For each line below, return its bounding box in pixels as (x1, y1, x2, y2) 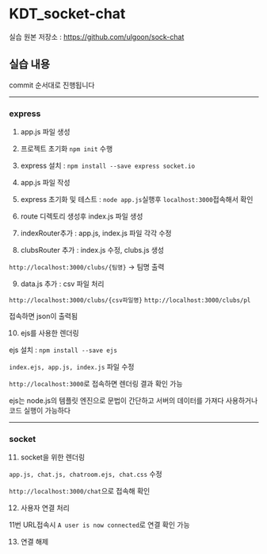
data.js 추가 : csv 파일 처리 (20, 279, 105, 289)
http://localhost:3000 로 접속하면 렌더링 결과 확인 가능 (9, 379, 183, 389)
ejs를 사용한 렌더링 (20, 328, 79, 338)
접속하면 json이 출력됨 (9, 312, 78, 321)
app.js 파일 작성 (20, 178, 71, 188)
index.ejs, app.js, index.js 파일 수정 (9, 362, 135, 372)
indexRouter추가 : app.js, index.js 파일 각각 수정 (20, 228, 172, 238)
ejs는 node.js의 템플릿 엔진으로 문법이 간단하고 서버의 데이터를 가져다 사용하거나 (9, 396, 258, 405)
